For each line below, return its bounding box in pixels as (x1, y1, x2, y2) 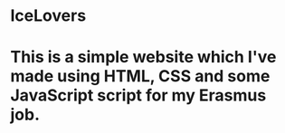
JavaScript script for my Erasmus (10, 85, 267, 106)
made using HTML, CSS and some (10, 66, 271, 87)
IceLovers (10, 5, 87, 26)
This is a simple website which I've (10, 47, 277, 68)
